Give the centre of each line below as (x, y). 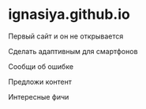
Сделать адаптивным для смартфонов (73, 51)
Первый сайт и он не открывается (66, 36)
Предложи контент (40, 82)
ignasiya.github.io (69, 15)
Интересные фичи (39, 96)
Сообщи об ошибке (41, 66)
